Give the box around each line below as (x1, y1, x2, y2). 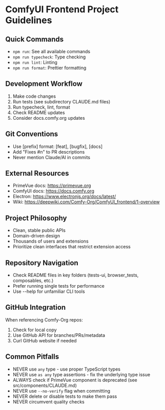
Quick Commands (5, 35, 64, 44)
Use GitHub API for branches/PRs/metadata (12, 332, 106, 338)
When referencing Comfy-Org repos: (5, 316, 83, 323)
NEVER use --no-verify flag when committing (12, 387, 111, 394)
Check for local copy (12, 327, 57, 333)
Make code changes (12, 93, 56, 99)
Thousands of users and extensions (12, 238, 89, 244)
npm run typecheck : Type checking (12, 54, 86, 60)
